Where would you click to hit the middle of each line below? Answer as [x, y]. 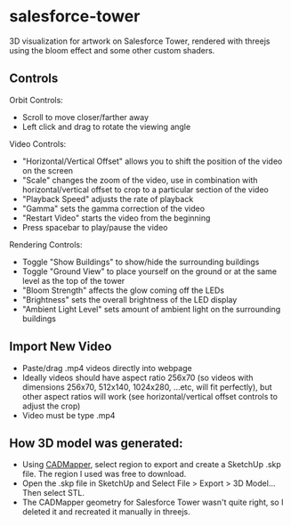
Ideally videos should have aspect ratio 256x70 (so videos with [137, 377]
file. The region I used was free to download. [104, 474]
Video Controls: [38, 143]
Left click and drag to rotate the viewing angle [106, 126]
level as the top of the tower [73, 280]
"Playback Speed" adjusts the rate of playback [108, 198]
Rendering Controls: [46, 244]
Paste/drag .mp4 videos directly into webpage [107, 368]
